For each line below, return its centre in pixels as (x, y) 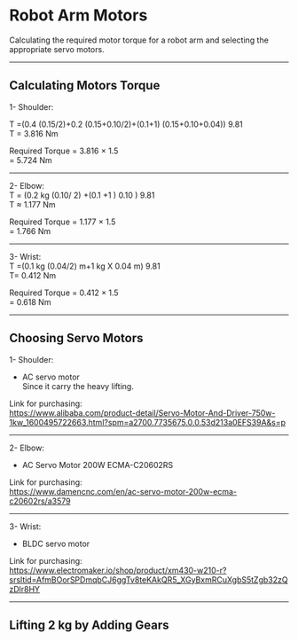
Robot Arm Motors (78, 16)
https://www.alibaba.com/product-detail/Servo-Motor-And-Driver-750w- (142, 412)
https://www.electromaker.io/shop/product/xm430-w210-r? (118, 570)
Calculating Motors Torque (85, 86)
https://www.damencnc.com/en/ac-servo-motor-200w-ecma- (123, 491)
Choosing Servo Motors (76, 338)
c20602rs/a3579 (40, 501)
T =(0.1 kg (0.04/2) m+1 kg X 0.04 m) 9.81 (85, 266)
